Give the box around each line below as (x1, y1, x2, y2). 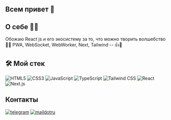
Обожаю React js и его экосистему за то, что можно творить (5, 36, 138, 42)
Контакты (5, 95, 38, 104)
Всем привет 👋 (5, 5, 55, 14)
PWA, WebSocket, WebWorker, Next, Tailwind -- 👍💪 (12, 42, 123, 48)
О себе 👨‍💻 (5, 22, 39, 31)
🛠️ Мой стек (5, 59, 45, 68)
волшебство (138, 36, 166, 42)
